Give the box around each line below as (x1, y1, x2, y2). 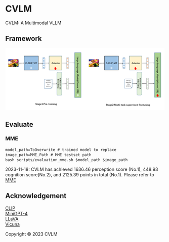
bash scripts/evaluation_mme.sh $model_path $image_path (5, 157, 128, 162)
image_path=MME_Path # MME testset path (5, 152, 92, 157)
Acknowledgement (5, 191, 67, 200)
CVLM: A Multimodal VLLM (5, 20, 62, 26)
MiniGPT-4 (5, 210, 28, 216)
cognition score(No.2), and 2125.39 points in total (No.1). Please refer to (5, 171, 154, 177)
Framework (5, 34, 42, 43)
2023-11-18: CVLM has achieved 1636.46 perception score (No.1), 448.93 (5, 166, 158, 172)
